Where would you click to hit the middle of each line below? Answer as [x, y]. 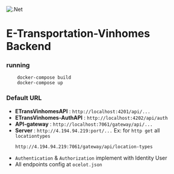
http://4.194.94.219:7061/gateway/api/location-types [84, 147]
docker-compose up [40, 83]
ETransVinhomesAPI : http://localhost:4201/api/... [82, 111]
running [18, 65]
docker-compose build [44, 78]
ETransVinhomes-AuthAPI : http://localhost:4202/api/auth [91, 117]
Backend [29, 47]
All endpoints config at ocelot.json [58, 164]
